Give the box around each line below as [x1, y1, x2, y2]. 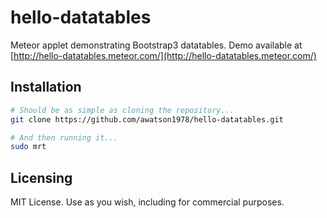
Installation [10, 79, 82, 96]
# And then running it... [10, 132, 118, 143]
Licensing [10, 169, 73, 186]
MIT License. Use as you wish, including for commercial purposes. [10, 196, 285, 208]
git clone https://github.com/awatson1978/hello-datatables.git [10, 114, 284, 125]
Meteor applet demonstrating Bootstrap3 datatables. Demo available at [10, 39, 303, 51]
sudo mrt [10, 142, 47, 152]
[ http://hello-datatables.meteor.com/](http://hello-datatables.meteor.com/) [10, 49, 317, 61]
